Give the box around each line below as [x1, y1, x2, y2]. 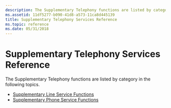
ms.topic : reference [5, 21, 49, 27]
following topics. [5, 82, 40, 88]
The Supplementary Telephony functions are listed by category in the [5, 76, 151, 82]
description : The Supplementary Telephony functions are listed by [5, 7, 152, 13]
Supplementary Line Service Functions [12, 91, 94, 97]
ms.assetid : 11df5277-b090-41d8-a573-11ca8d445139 [5, 12, 115, 17]
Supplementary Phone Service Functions [12, 97, 99, 103]
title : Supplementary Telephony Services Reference [5, 17, 117, 22]
